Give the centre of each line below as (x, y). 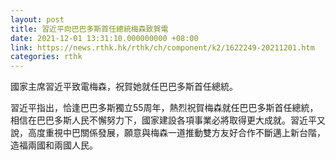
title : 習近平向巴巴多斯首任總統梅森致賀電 (89, 29)
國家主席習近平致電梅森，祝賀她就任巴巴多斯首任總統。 (124, 87)
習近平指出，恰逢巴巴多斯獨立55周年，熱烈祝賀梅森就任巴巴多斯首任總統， (164, 108)
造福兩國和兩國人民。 (54, 145)
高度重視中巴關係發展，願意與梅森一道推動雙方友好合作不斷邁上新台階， (176, 133)
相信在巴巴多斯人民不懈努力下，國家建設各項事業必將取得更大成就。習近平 (163, 120)
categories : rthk (46, 57)
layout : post (37, 19)
